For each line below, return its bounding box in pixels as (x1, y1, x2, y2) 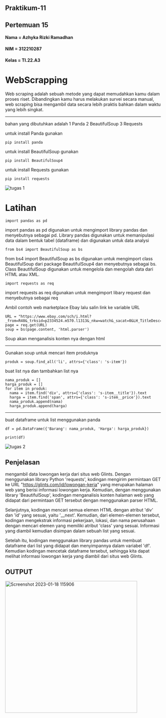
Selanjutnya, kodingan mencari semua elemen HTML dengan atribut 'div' (5, 507, 154, 513)
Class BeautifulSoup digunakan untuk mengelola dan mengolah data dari (5, 266, 153, 272)
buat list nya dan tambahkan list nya (5, 368, 79, 374)
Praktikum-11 (5, 4, 46, 12)
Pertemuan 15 (5, 21, 48, 29)
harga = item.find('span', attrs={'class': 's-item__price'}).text (9, 395, 152, 400)
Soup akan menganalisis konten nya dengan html (5, 336, 105, 342)
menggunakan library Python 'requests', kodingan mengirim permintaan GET (5, 477, 161, 482)
